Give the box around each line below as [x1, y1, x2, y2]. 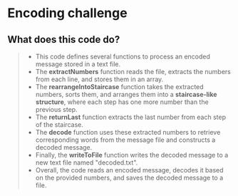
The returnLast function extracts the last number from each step [35, 113, 227, 121]
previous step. [35, 105, 78, 113]
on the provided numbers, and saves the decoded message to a [35, 173, 224, 182]
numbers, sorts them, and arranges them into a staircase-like [35, 91, 217, 98]
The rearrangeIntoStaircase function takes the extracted [35, 83, 205, 91]
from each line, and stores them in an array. [35, 75, 164, 83]
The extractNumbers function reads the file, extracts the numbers [35, 68, 232, 76]
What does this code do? [7, 33, 120, 46]
